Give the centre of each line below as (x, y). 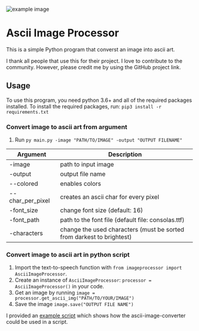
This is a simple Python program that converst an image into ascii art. (91, 49)
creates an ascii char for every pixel (110, 197)
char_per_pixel (30, 201)
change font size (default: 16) (102, 210)
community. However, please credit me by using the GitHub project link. (94, 67)
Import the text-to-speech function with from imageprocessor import (98, 268)
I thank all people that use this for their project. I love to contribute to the (94, 61)
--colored (24, 184)
